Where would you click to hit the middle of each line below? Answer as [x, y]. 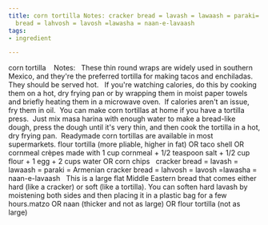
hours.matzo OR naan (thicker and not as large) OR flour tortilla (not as [124, 204]
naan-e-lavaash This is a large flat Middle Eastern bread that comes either [132, 179]
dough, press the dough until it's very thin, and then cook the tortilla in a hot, [134, 127]
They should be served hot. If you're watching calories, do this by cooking [133, 85]
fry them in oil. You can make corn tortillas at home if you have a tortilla [127, 110]
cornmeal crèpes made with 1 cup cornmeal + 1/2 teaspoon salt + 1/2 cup [129, 153]
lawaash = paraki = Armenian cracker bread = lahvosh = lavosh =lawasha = [133, 170]
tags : [17, 30]
